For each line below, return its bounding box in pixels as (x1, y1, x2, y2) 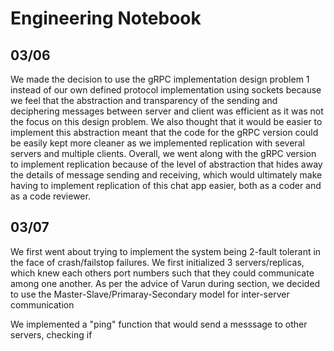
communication (10, 298, 75, 311)
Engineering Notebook (10, 7, 202, 30)
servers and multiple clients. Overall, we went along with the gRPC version (10, 148, 317, 159)
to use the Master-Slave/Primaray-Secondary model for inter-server (10, 288, 290, 300)
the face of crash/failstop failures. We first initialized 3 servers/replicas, (10, 256, 305, 268)
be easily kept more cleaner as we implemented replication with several (10, 137, 305, 149)
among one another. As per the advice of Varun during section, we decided (10, 277, 321, 289)
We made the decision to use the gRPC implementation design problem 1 (10, 73, 310, 85)
